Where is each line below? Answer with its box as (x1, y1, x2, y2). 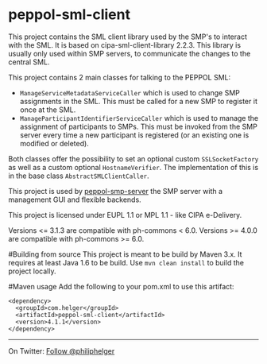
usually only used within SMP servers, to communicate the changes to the (8, 48, 251, 58)
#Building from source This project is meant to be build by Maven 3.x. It (8, 249, 242, 259)
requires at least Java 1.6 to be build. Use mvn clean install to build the (8, 258, 245, 267)
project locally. (8, 266, 56, 276)
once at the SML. (19, 105, 76, 114)
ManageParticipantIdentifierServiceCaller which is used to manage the (19, 113, 259, 122)
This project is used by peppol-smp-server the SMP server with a (8, 186, 223, 196)
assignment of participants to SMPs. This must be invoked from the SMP (19, 122, 258, 131)
